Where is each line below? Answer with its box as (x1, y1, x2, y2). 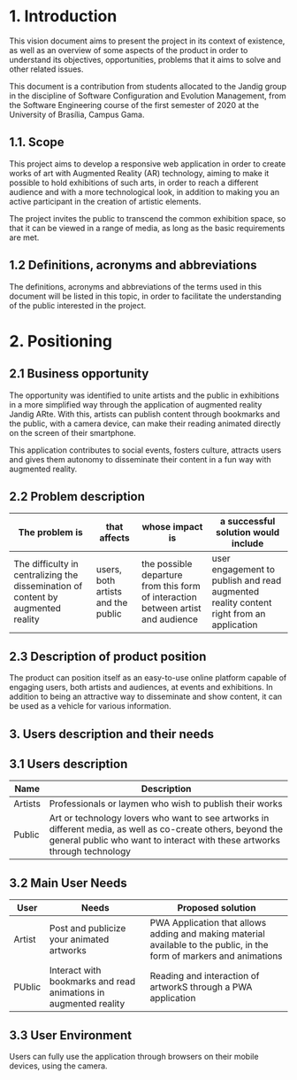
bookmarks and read (49, 975, 135, 988)
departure (141, 569, 183, 581)
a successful (219, 516, 276, 528)
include (231, 538, 264, 550)
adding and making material (149, 928, 265, 940)
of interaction (141, 591, 197, 603)
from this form (141, 580, 201, 593)
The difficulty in (13, 558, 80, 571)
